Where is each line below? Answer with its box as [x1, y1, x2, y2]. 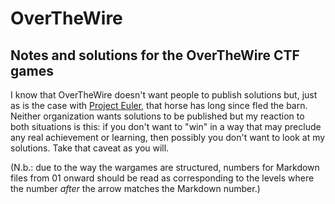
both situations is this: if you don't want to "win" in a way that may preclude [10, 121, 322, 132]
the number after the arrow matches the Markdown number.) [10, 183, 261, 194]
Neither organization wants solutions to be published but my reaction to [10, 110, 305, 122]
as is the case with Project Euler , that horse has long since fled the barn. [10, 100, 308, 111]
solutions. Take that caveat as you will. [10, 142, 170, 154]
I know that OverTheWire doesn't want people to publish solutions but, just [10, 89, 318, 101]
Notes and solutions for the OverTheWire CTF [10, 47, 300, 64]
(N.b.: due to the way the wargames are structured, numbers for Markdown [10, 162, 320, 173]
